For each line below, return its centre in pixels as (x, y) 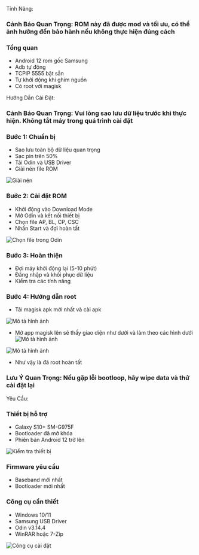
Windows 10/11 (33, 515)
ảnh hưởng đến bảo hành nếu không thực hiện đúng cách (91, 31)
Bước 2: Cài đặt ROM (37, 196)
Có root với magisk (38, 86)
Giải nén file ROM (36, 169)
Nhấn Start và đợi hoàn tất (47, 228)
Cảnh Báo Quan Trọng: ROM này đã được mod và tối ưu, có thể (98, 24)
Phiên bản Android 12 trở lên (50, 439)
